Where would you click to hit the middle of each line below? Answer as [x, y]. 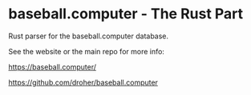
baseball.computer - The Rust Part [126, 14]
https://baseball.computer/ [52, 67]
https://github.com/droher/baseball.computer [83, 82]
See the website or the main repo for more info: [86, 51]
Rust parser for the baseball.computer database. [89, 36]
